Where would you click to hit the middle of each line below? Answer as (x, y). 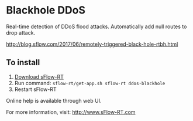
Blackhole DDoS (46, 10)
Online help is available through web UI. (54, 100)
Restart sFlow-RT (35, 89)
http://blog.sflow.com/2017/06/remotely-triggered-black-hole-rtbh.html (92, 44)
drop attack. (21, 32)
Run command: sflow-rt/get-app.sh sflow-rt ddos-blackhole (90, 83)
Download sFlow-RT (39, 76)
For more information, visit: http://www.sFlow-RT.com (71, 112)
